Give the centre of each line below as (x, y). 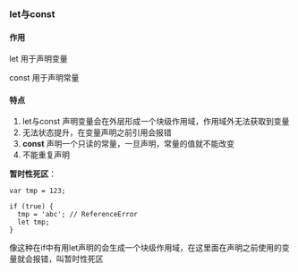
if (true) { (31, 207)
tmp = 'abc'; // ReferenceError (78, 215)
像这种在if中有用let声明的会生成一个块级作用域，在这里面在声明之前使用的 (145, 248)
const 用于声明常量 (44, 78)
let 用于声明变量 (39, 59)
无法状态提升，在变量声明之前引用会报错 (97, 132)
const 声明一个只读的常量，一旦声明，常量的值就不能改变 (128, 144)
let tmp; (34, 222)
